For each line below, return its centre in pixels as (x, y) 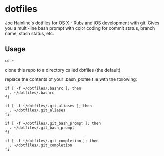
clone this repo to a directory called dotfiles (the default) (63, 70)
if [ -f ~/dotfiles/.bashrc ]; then (43, 88)
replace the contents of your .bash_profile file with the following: (71, 79)
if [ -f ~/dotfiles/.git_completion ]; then (52, 141)
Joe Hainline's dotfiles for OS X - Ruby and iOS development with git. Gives (82, 23)
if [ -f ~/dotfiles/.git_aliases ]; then (49, 106)
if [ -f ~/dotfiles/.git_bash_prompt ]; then (53, 123)
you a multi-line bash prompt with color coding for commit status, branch (80, 28)
